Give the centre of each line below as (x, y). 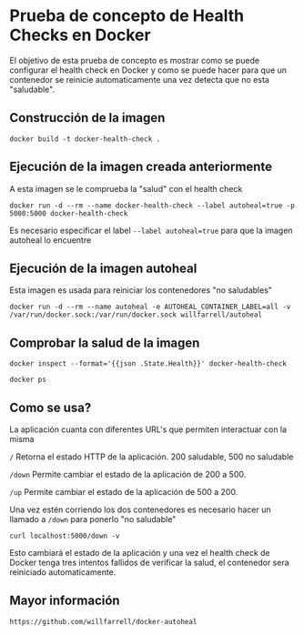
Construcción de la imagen (87, 118)
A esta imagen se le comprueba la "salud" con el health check (126, 188)
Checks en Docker (81, 35)
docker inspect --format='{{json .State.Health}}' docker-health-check (148, 364)
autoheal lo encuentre (51, 240)
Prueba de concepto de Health (127, 16)
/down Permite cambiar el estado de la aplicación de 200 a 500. (128, 474)
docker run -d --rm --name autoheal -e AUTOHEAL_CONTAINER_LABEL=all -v (150, 307)
